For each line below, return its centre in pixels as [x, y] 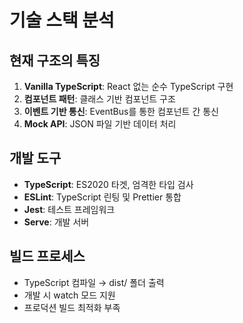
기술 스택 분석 [62, 20]
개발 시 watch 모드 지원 [69, 295]
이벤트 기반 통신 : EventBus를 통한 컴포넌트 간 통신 [121, 111]
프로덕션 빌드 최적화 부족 [72, 307]
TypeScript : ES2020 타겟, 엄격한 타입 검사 [108, 184]
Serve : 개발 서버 [56, 222]
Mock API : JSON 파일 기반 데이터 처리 [100, 124]
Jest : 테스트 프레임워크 [69, 209]
